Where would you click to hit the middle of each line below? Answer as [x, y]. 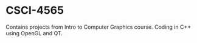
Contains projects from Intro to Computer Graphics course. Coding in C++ [98, 27]
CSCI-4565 [35, 10]
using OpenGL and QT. [34, 33]
